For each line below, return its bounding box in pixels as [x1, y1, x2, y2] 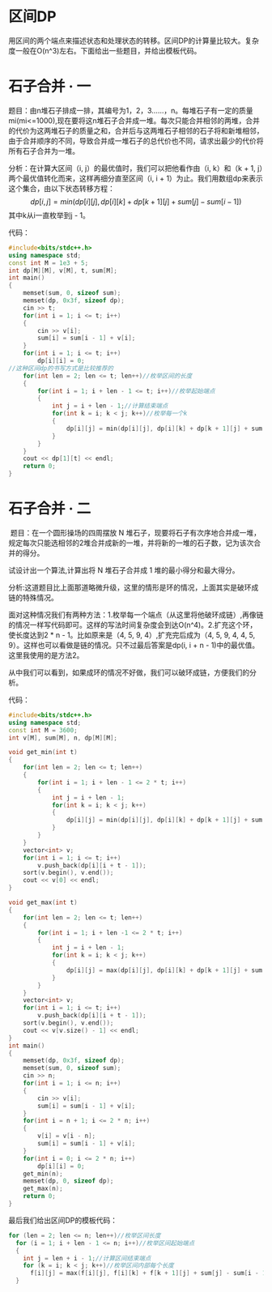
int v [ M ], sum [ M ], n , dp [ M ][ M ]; [8, 734, 117, 742]
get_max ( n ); [23, 1184, 63, 1193]
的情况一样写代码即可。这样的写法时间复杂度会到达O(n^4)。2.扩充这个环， [8, 620, 257, 629]
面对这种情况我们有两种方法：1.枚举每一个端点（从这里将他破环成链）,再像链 [8, 609, 264, 620]
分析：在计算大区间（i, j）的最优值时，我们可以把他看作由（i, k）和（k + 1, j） [8, 163, 263, 173]
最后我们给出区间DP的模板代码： [8, 1215, 118, 1225]
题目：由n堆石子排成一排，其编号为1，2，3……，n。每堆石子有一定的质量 [8, 105, 253, 115]
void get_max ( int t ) [8, 898, 79, 907]
